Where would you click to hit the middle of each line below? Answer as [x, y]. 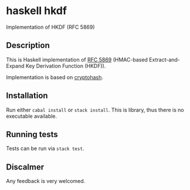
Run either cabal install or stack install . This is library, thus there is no [95, 110]
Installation [27, 96]
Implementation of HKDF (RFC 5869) [50, 27]
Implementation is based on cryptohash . [55, 77]
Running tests [32, 134]
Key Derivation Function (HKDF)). [66, 66]
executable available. [32, 116]
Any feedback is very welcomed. [46, 181]
